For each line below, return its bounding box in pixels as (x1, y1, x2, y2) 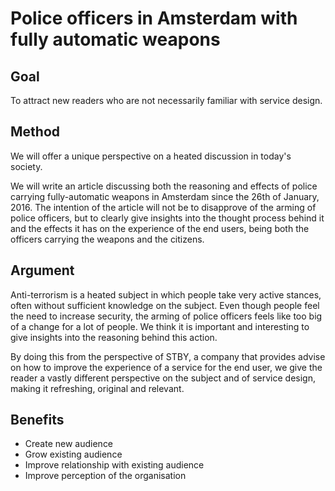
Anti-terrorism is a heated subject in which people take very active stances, (10, 288, 322, 301)
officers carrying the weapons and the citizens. (10, 233, 205, 245)
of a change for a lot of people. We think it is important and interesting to (10, 320, 310, 332)
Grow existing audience (24, 448, 123, 461)
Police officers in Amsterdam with (10, 7, 298, 30)
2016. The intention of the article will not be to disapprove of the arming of (10, 201, 317, 213)
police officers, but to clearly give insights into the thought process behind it (10, 212, 325, 224)
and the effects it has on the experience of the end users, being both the (10, 222, 310, 234)
